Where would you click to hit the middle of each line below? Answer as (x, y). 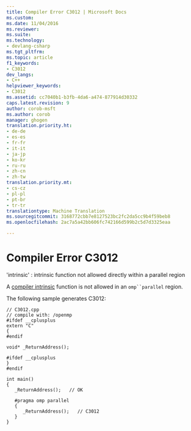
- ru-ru (16, 166)
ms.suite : (19, 35)
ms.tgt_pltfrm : (26, 52)
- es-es (16, 137)
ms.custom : (20, 18)
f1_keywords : (23, 63)
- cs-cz (16, 188)
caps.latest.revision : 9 (38, 103)
